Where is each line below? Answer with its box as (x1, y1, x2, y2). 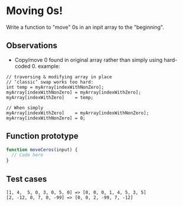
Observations (6, 41, 58, 51)
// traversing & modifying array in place (6, 74, 112, 80)
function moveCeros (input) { (6, 147, 78, 152)
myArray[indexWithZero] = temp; (6, 94, 94, 101)
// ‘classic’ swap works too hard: (6, 79, 94, 85)
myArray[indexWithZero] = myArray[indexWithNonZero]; (6, 110, 149, 116)
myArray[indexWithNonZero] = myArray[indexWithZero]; (6, 89, 142, 95)
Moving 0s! (6, 4, 63, 18)
